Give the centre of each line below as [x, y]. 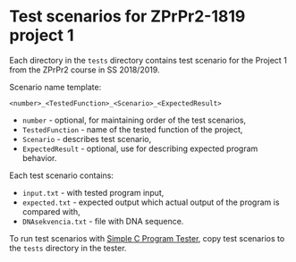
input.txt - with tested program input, [93, 192]
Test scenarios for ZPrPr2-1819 [127, 17]
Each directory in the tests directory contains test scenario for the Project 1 [148, 60]
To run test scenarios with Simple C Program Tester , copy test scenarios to [147, 238]
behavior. [39, 157]
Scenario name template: [55, 87]
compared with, [51, 211]
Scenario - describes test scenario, [87, 139]
